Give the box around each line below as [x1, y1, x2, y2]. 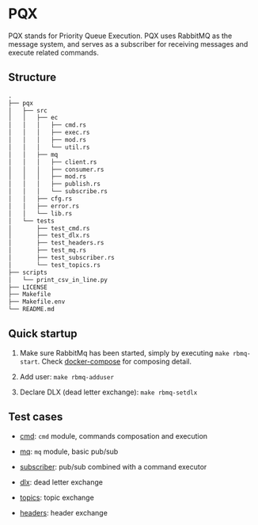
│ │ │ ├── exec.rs [8, 128, 90, 137]
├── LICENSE [8, 283, 47, 291]
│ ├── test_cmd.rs [8, 224, 90, 232]
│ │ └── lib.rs [8, 209, 73, 218]
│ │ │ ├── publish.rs [8, 180, 101, 188]
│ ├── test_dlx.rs [8, 231, 90, 240]
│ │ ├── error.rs [8, 202, 80, 210]
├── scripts [8, 268, 47, 276]
